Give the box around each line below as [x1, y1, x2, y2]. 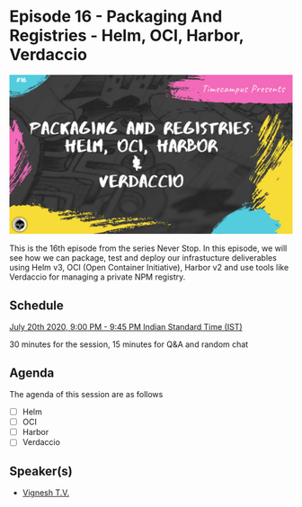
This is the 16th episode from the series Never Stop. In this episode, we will [9, 243, 288, 253]
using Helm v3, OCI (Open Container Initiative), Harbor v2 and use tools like [9, 262, 289, 273]
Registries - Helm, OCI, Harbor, [9, 25, 244, 46]
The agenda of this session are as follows [9, 389, 164, 400]
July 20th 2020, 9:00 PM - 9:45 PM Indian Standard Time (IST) [9, 322, 243, 333]
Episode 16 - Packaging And [9, 6, 223, 27]
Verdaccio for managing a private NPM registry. [9, 271, 186, 282]
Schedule [9, 298, 65, 313]
